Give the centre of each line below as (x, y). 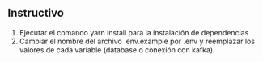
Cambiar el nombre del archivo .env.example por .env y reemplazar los (137, 41)
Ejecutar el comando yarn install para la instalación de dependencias (134, 32)
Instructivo (36, 13)
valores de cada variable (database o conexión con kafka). (117, 50)
